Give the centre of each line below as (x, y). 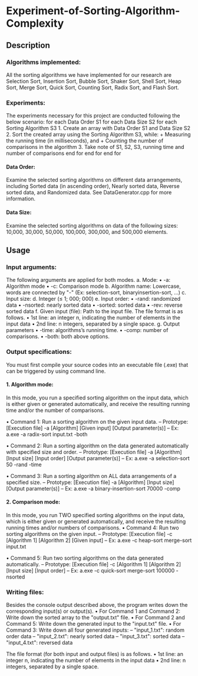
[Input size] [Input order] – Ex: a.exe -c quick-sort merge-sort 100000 (90, 570)
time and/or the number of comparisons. (55, 410)
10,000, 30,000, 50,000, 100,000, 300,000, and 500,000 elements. (87, 232)
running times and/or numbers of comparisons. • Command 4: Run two (93, 528)
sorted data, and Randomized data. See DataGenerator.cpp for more (89, 193)
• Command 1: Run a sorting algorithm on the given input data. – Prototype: (97, 421)
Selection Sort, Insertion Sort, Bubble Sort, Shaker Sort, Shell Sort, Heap (94, 81)
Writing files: (25, 592)
